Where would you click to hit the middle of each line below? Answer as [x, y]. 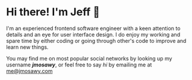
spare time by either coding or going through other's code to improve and [96, 41]
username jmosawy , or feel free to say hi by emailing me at [79, 65]
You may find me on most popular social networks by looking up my [89, 58]
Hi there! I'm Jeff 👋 [53, 12]
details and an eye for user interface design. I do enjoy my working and [93, 34]
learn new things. [27, 47]
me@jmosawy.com [29, 71]
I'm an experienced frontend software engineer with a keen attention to [93, 28]
